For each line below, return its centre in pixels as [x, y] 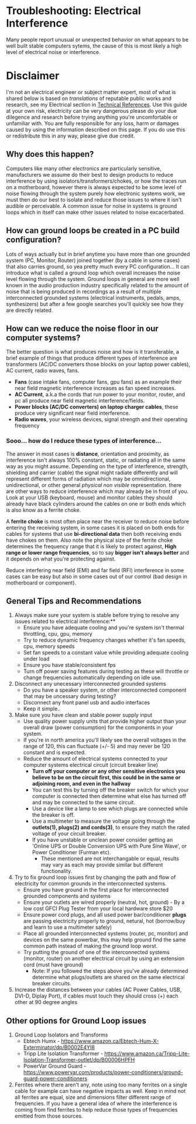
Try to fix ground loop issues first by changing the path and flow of [95, 877]
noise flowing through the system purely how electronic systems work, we [96, 193]
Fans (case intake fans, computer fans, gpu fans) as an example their [98, 382]
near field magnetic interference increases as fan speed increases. [95, 388]
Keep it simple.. [42, 709]
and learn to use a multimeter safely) [68, 927]
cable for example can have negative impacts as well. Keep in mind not [100, 1091]
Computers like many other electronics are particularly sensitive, [84, 168]
